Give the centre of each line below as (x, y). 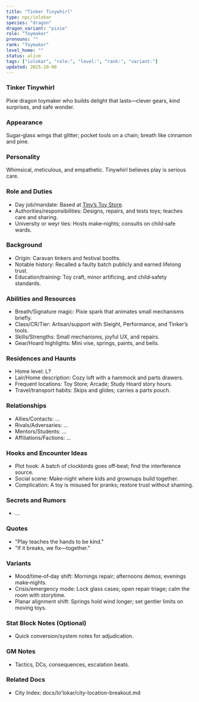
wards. (23, 230)
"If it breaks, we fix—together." (52, 548)
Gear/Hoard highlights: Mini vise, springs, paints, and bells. (87, 343)
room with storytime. (40, 595)
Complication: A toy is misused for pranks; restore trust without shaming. (104, 485)
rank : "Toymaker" (28, 45)
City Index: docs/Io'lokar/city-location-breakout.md (78, 692)
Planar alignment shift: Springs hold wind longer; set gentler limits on (99, 601)
